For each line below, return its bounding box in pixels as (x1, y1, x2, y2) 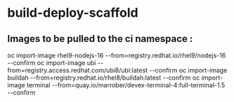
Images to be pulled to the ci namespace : (7, 33, 193, 45)
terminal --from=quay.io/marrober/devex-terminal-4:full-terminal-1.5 (27, 81, 226, 89)
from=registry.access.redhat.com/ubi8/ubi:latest (7, 66, 148, 74)
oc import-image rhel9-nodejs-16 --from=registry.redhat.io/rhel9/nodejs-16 (7, 51, 226, 59)
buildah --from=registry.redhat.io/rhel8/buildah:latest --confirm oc (7, 73, 200, 82)
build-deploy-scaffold (7, 5, 138, 21)
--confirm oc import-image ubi (7, 59, 96, 67)
